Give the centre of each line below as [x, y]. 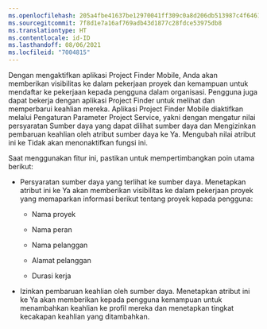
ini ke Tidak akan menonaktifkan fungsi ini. [78, 143]
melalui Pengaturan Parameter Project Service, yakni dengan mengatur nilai [132, 117]
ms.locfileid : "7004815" [49, 52]
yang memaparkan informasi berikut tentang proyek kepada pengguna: [136, 199]
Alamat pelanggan [61, 260]
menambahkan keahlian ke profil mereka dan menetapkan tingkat [127, 308]
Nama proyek [54, 214]
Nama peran [52, 230]
